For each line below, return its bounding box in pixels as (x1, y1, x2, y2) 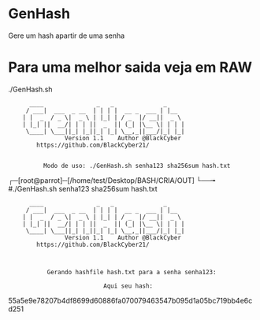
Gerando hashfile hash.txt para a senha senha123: (46, 268, 217, 276)
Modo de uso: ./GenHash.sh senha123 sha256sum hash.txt (43, 162, 231, 169)
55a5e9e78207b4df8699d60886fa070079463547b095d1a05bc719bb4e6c (8, 296, 253, 305)
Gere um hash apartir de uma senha (8, 31, 125, 40)
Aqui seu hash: (103, 281, 154, 290)
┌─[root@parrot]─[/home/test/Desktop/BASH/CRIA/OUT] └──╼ (8, 175, 216, 185)
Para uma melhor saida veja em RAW (8, 58, 252, 76)
